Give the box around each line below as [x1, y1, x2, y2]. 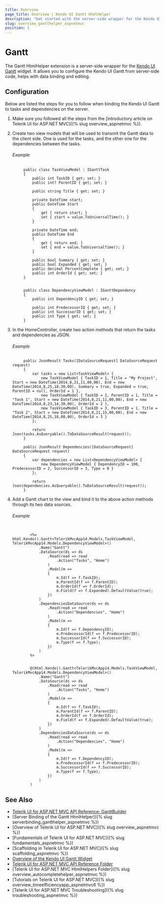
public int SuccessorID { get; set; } [32, 310, 111, 315]
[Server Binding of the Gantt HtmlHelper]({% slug [12, 814, 112, 820]
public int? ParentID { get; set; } [32, 180, 107, 185]
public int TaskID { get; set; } [32, 176, 101, 181]
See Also [5, 796, 33, 804]
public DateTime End [32, 232, 75, 237]
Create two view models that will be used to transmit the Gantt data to [12, 130, 154, 136]
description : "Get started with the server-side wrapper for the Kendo [5, 16, 155, 21]
